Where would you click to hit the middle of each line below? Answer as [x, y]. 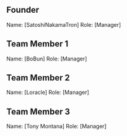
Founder [23, 10]
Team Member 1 [37, 44]
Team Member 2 [38, 78]
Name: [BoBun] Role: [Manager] [47, 59]
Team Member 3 [38, 111]
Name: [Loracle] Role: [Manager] [48, 92]
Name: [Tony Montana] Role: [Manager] [56, 126]
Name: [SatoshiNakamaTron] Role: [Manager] [64, 24]
